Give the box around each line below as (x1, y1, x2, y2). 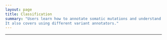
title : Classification (5, 12, 52, 17)
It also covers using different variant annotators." (5, 20, 119, 26)
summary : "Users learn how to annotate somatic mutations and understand (5, 16, 162, 21)
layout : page (5, 7, 32, 12)
